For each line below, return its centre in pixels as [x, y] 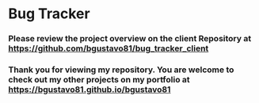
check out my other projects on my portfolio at [99, 80]
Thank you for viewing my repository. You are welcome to [121, 70]
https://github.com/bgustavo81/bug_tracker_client [109, 48]
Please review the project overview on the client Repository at [130, 39]
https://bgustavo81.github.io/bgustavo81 [90, 90]
